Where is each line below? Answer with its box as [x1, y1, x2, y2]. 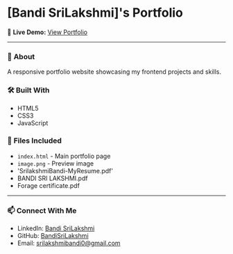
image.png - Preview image [17, 159, 94, 168]
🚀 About [7, 51, 35, 61]
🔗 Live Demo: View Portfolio [7, 28, 88, 36]
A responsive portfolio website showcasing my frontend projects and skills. [7, 68, 222, 76]
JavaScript [17, 118, 49, 127]
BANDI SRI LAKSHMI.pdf [17, 174, 88, 182]
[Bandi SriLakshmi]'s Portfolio [7, 5, 184, 21]
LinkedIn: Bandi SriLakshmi [17, 224, 95, 232]
